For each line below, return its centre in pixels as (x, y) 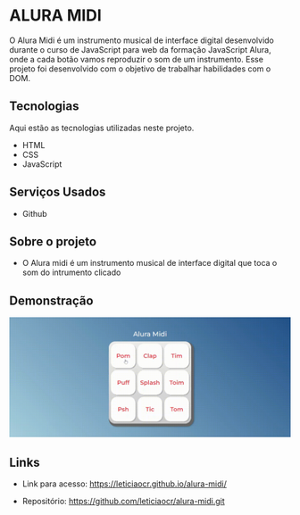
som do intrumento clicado (71, 272)
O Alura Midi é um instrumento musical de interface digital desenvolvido (142, 40)
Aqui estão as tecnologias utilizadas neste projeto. (102, 128)
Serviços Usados (58, 192)
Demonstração (51, 300)
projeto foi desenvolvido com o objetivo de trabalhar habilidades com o (140, 69)
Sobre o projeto (53, 241)
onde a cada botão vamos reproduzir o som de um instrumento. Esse (136, 59)
